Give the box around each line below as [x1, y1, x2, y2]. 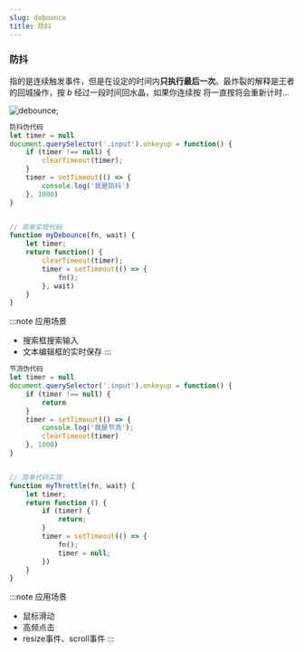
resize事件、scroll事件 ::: [22, 633, 115, 644]
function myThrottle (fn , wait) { [9, 481, 136, 490]
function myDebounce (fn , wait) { [9, 231, 136, 240]
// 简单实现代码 [9, 223, 62, 232]
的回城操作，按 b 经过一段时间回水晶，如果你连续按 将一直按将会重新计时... [9, 87, 290, 98]
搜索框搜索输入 [22, 335, 79, 346]
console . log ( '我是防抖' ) [42, 181, 130, 190]
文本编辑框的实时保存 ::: [22, 346, 111, 358]
